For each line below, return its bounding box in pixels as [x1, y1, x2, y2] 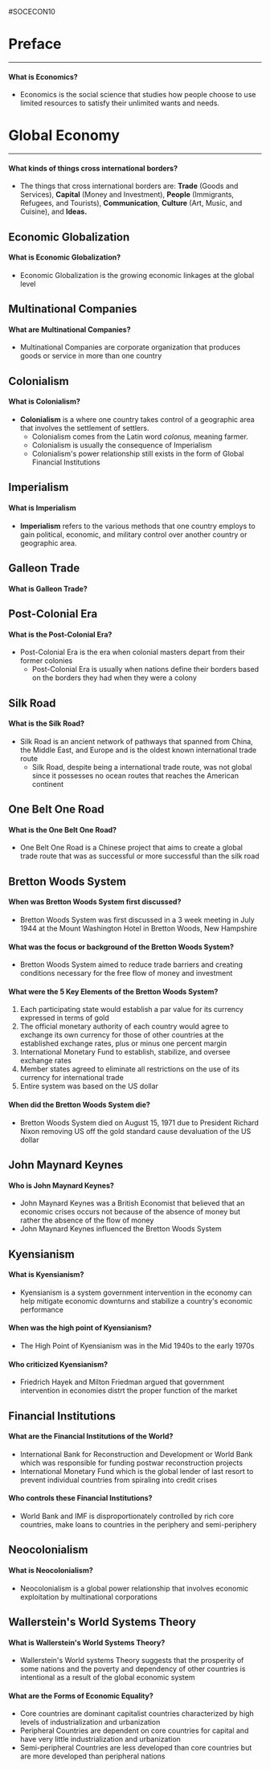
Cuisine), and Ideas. [19, 207, 88, 216]
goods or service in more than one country [19, 351, 162, 361]
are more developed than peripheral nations [19, 1751, 166, 1761]
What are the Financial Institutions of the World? [8, 1431, 174, 1441]
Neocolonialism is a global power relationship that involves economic [19, 1583, 249, 1593]
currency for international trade [19, 1073, 125, 1083]
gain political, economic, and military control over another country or [19, 530, 247, 539]
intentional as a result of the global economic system [19, 1673, 195, 1682]
